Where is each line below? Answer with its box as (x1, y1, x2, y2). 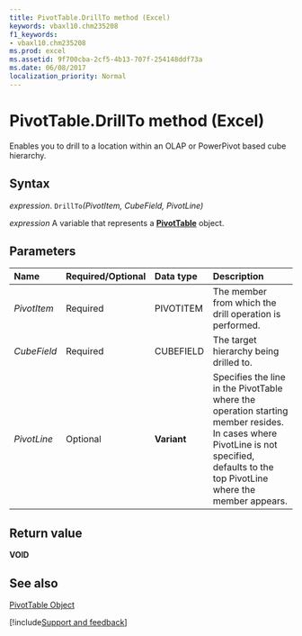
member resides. (212, 416, 285, 429)
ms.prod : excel (9, 47, 67, 56)
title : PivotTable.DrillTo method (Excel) (9, 13, 171, 23)
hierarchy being (212, 345, 280, 358)
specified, (212, 450, 255, 462)
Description (212, 270, 264, 283)
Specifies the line (212, 371, 286, 384)
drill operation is (212, 308, 281, 321)
